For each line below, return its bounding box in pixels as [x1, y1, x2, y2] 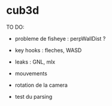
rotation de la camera [14, 81, 68, 89]
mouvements [14, 69, 48, 77]
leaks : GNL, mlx [14, 58, 56, 65]
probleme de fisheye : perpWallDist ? [14, 35, 106, 42]
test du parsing [14, 93, 53, 100]
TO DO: [6, 23, 25, 31]
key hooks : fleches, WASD [14, 46, 82, 54]
